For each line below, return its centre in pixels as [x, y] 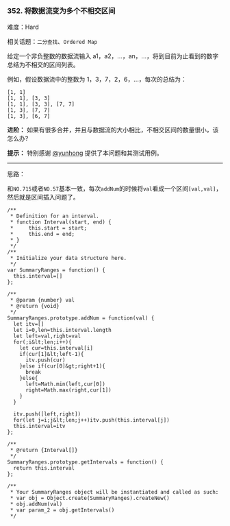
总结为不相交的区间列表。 [43, 65]
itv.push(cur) [46, 360]
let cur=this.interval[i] [56, 348]
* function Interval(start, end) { [61, 222]
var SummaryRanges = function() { [56, 270]
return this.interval [44, 468]
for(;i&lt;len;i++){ [42, 342]
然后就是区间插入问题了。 [43, 198]
